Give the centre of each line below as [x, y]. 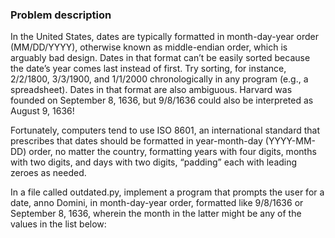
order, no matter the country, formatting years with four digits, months [172, 152]
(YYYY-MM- [290, 141]
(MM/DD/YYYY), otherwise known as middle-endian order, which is [149, 47]
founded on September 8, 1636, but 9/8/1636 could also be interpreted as [162, 100]
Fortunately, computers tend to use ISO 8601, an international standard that [165, 130]
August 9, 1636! [42, 111]
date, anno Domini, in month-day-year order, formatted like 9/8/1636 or [157, 203]
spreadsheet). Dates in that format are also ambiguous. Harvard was [151, 90]
